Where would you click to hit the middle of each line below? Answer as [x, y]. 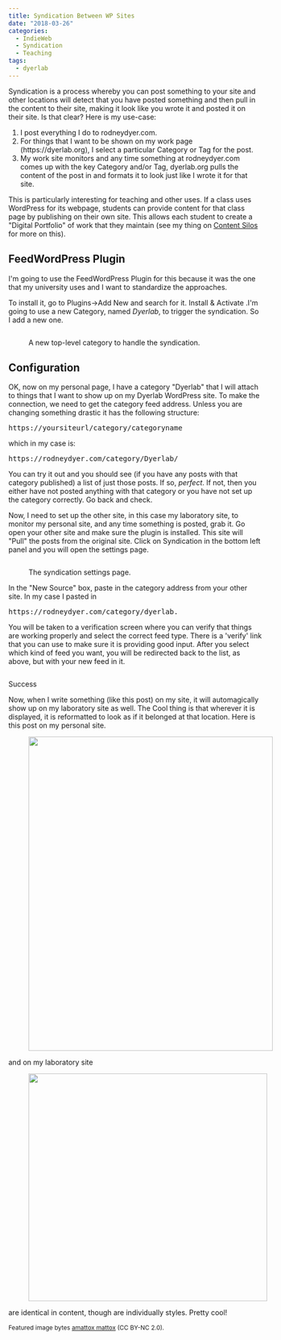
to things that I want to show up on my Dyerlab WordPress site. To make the [134, 396]
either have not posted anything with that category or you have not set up [130, 492]
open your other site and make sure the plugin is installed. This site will [126, 533]
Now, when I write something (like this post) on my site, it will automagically [134, 700]
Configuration [44, 367]
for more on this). [37, 234]
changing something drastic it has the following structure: [104, 413]
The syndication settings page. [80, 572]
